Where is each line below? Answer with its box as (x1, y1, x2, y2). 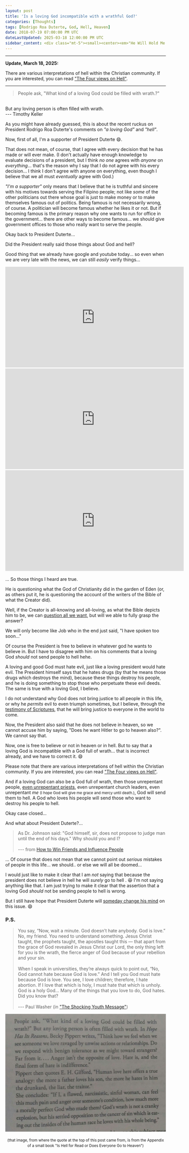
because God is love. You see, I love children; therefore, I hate (17, 976, 148, 983)
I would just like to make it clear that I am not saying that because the (5, 872, 150, 878)
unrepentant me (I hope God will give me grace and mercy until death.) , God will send (5, 789, 166, 795)
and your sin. (17, 955, 45, 961)
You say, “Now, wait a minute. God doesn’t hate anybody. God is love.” (17, 928, 166, 934)
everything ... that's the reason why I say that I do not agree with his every (5, 162, 159, 168)
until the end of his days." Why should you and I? (17, 835, 121, 841)
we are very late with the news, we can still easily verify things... (5, 256, 141, 263)
